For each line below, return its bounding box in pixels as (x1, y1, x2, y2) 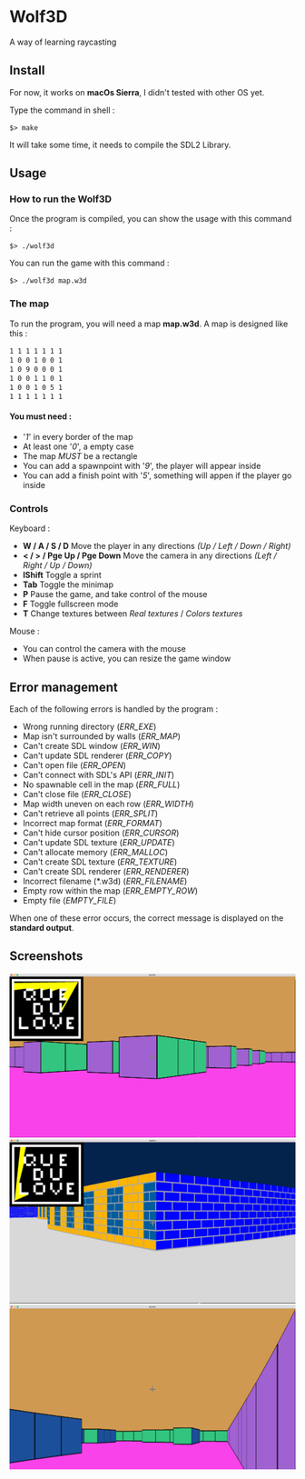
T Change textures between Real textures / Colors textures (22, 608, 243, 619)
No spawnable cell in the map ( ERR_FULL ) (22, 779, 181, 790)
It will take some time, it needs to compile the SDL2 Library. (9, 139, 231, 150)
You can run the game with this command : (9, 257, 170, 269)
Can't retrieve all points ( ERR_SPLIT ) (22, 808, 159, 819)
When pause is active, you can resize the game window (22, 653, 231, 665)
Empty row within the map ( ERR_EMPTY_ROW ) (22, 885, 198, 896)
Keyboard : (9, 523, 51, 534)
